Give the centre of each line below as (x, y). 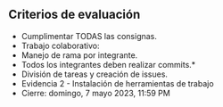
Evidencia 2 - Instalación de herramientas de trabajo (118, 83)
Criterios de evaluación (74, 15)
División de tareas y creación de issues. (95, 74)
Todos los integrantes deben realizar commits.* (108, 64)
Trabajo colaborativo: (60, 45)
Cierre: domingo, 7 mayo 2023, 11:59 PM (95, 93)
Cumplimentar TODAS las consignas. (89, 36)
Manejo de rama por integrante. (79, 55)
